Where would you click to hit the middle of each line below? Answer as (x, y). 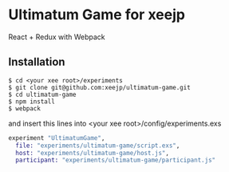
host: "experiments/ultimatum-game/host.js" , (93, 153)
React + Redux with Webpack (57, 37)
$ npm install (32, 102)
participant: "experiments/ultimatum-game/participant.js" (116, 160)
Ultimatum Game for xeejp (97, 15)
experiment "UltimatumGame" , (57, 138)
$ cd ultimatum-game (43, 94)
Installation (37, 62)
